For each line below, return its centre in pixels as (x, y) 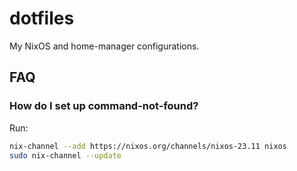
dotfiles (42, 18)
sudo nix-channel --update (65, 155)
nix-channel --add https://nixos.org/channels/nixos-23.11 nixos (148, 146)
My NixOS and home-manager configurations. (104, 46)
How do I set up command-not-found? (104, 106)
